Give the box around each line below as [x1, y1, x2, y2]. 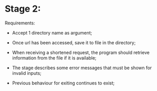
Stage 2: [5, 3, 41, 15]
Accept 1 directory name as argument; [12, 29, 92, 36]
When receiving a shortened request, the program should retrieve [12, 49, 150, 55]
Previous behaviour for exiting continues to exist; [12, 80, 115, 86]
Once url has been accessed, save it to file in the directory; [12, 39, 136, 46]
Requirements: [5, 20, 35, 26]
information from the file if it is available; [12, 54, 97, 61]
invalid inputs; [12, 70, 42, 76]
